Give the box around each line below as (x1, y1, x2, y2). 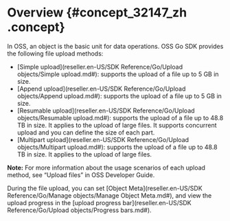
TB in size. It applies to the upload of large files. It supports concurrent (16, 121, 218, 129)
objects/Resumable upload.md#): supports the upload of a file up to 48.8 (16, 113, 224, 121)
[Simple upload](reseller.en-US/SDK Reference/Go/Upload (16, 62, 183, 71)
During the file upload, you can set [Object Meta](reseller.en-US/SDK (7, 184, 203, 192)
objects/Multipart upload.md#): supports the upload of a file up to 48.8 (16, 143, 218, 151)
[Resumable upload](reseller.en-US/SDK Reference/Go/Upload (16, 106, 195, 115)
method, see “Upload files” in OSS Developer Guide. (7, 170, 155, 179)
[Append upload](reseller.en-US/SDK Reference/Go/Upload (16, 84, 186, 93)
